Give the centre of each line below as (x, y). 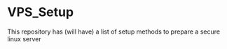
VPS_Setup (41, 12)
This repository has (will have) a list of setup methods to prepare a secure (114, 31)
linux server (24, 38)
